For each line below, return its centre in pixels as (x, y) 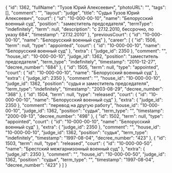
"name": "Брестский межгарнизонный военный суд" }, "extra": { (75, 149)
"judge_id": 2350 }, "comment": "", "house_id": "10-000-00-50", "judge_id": (85, 154)
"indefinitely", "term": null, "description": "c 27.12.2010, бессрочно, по (80, 29)
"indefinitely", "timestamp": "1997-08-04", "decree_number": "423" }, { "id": (86, 138)
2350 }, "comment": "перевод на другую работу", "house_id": (72, 105)
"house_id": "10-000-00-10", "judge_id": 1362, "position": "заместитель (82, 56)
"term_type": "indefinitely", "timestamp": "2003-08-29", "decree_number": (84, 89)
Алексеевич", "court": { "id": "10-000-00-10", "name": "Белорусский (79, 18)
